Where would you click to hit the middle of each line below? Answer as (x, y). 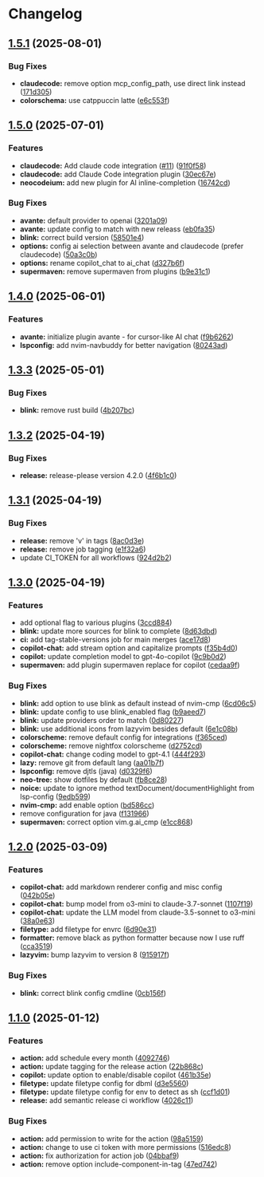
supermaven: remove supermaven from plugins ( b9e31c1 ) (115, 271)
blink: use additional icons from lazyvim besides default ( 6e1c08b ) (129, 729)
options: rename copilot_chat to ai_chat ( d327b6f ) (102, 263)
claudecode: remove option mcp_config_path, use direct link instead (132, 83)
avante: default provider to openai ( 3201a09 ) (94, 220)
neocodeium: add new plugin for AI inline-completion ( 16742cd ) (125, 182)
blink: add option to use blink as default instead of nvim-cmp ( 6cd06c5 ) (138, 703)
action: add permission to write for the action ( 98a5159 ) (112, 1139)
